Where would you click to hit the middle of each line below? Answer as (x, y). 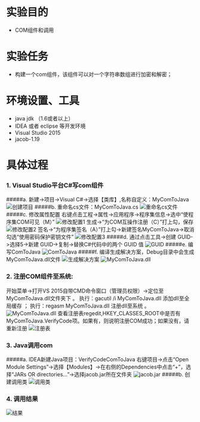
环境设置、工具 (43, 101)
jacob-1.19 (27, 139)
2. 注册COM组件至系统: (40, 276)
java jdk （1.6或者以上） (44, 118)
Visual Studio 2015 (38, 132)
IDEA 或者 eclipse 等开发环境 (50, 126)
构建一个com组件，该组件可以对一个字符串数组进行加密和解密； (93, 74)
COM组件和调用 (34, 30)
